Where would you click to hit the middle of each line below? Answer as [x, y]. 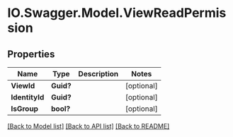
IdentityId [28, 97]
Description [98, 74]
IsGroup [25, 109]
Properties [31, 54]
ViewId [23, 86]
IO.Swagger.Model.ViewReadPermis [117, 13]
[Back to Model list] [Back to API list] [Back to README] [89, 126]
